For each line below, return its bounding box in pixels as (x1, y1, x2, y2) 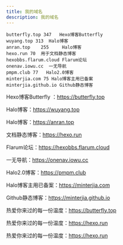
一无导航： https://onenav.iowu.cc (6, 156, 89, 163)
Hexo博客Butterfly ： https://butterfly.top (6, 93, 105, 100)
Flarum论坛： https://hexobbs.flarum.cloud (6, 144, 110, 151)
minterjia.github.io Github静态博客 (6, 82, 93, 88)
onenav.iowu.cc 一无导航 (6, 63, 67, 69)
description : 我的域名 (6, 14, 59, 20)
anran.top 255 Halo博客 (6, 44, 82, 50)
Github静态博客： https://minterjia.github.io (6, 194, 111, 201)
